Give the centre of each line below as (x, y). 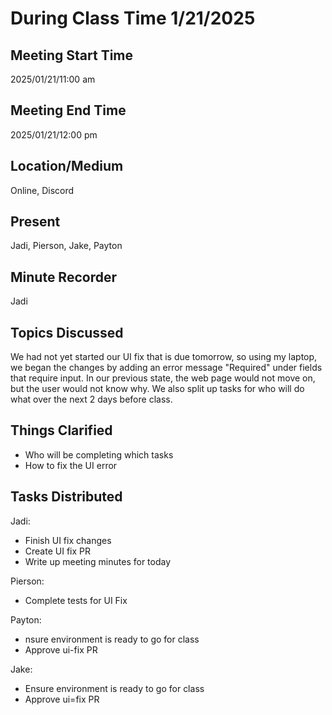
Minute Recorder (63, 277)
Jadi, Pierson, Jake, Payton (66, 246)
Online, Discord (42, 190)
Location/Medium (67, 166)
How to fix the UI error (71, 465)
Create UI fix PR (57, 551)
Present (35, 222)
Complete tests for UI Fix (76, 600)
